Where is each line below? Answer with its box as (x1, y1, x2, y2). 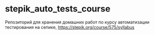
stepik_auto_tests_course (5, 3, 110, 14)
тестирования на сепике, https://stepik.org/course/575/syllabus (5, 24, 135, 30)
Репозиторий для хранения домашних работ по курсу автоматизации (5, 19, 150, 25)
